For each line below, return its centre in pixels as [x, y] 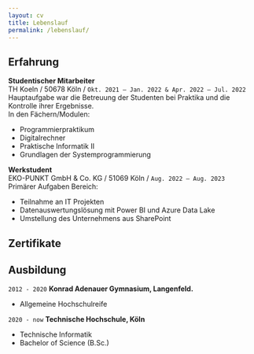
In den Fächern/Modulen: [49, 114]
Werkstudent [30, 170]
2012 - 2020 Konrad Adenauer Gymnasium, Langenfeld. [101, 289]
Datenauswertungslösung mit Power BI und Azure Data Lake [117, 210]
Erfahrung [33, 62]
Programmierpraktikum [57, 130]
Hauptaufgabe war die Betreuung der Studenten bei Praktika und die [119, 98]
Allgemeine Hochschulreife [63, 304]
